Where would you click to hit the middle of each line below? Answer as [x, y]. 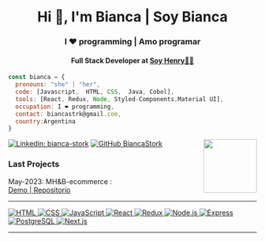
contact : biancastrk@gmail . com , [69, 114]
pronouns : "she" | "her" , [58, 85]
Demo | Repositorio [39, 190]
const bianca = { [37, 77]
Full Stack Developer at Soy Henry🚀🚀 [132, 60]
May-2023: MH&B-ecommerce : [60, 181]
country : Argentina [46, 121]
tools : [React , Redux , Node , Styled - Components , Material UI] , [119, 99]
